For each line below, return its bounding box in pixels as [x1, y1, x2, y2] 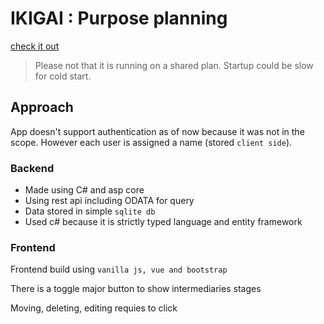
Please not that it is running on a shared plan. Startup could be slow [34, 59, 314, 71]
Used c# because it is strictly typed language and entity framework [24, 216, 303, 228]
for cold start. [34, 70, 92, 82]
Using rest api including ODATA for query [24, 195, 195, 207]
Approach [10, 99, 74, 116]
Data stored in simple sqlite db [24, 205, 156, 217]
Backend [10, 161, 55, 175]
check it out [10, 40, 60, 52]
